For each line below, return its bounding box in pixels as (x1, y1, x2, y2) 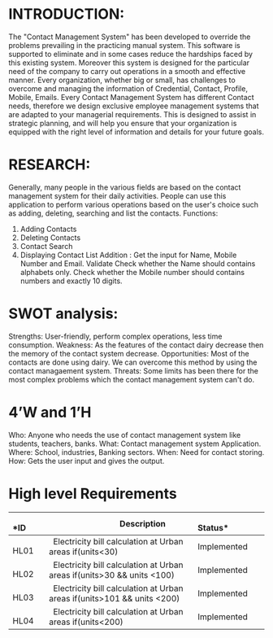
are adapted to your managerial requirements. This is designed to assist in (8, 109, 257, 119)
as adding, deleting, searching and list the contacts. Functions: (8, 208, 219, 218)
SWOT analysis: (8, 304, 119, 323)
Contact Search (19, 241, 73, 251)
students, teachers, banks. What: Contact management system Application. (8, 439, 262, 448)
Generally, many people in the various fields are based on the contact (8, 182, 241, 192)
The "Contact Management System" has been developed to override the (8, 32, 251, 42)
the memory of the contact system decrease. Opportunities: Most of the (8, 348, 249, 358)
